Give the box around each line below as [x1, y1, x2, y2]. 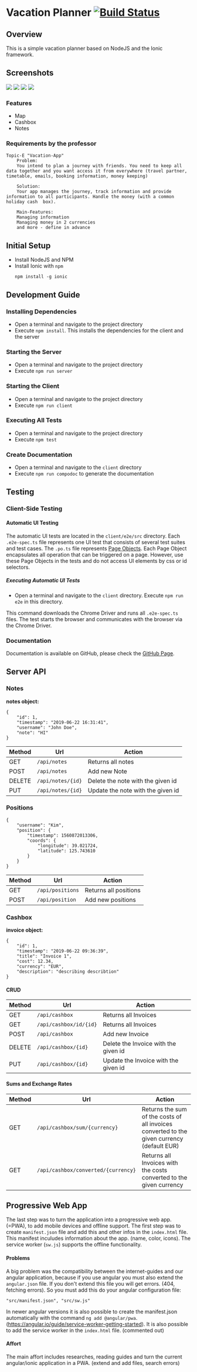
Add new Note [87, 767, 127, 775]
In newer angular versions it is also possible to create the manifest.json [6, 1308, 178, 1315]
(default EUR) [141, 1142, 179, 1150]
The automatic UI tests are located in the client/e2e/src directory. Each [6, 532, 181, 540]
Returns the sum [141, 1105, 188, 1113]
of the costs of [141, 1113, 182, 1121]
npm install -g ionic [14, 274, 67, 280]
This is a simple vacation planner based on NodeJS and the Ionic [6, 45, 163, 52]
